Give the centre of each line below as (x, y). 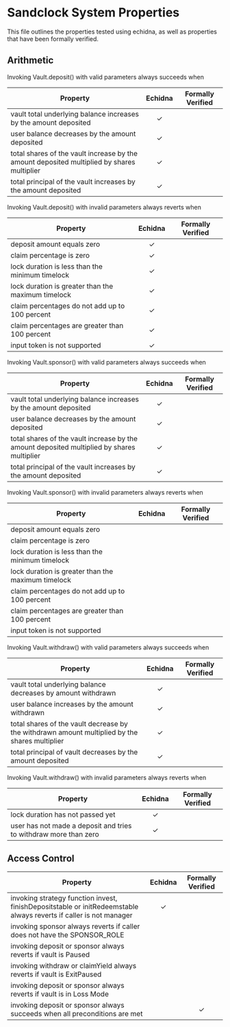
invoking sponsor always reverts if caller (75, 926)
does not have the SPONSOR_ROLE (67, 935)
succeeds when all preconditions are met (77, 1013)
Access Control (41, 859)
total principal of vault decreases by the (74, 752)
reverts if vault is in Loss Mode (60, 993)
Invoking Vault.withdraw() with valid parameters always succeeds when (108, 647)
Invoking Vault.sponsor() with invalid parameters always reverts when (105, 492)
